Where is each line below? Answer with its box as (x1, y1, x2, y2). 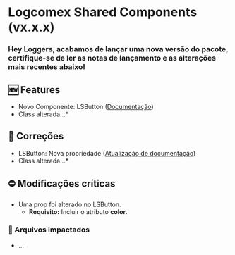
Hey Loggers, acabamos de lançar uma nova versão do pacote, (8, 44, 229, 54)
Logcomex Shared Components (8, 4, 198, 20)
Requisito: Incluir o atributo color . (28, 207, 128, 216)
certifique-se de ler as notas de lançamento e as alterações (8, 54, 216, 63)
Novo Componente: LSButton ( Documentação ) (18, 102, 154, 111)
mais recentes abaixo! (8, 62, 85, 72)
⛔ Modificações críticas (8, 178, 116, 190)
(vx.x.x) (8, 19, 55, 35)
